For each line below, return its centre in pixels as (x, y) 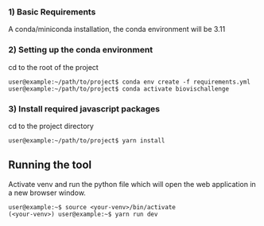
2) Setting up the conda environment (81, 50)
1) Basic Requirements (52, 12)
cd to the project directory (51, 126)
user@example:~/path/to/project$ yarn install (87, 140)
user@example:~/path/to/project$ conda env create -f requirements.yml (129, 82)
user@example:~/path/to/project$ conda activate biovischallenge (118, 89)
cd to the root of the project (54, 67)
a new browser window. (47, 193)
